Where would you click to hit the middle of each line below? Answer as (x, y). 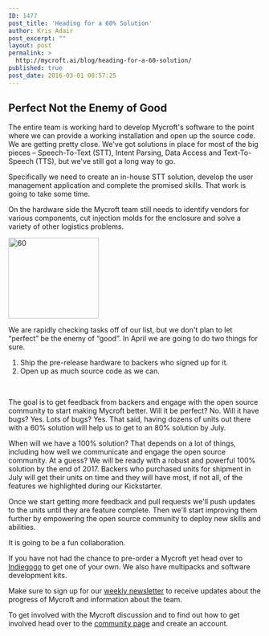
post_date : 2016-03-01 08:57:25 (62, 75)
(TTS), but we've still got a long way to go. (106, 161)
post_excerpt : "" (37, 38)
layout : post (30, 46)
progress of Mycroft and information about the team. (96, 600)
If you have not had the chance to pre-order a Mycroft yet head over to (126, 558)
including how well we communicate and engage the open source (117, 452)
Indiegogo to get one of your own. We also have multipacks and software (129, 567)
